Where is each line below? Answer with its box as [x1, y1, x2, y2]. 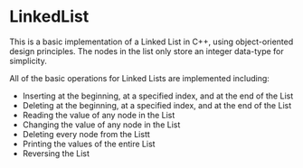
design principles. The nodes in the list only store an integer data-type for [9, 45, 285, 56]
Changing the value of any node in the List [22, 119, 181, 130]
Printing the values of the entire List [22, 138, 156, 149]
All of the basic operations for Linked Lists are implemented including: [9, 72, 270, 83]
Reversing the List [22, 147, 90, 159]
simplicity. [9, 55, 47, 66]
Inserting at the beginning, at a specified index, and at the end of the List [22, 90, 294, 101]
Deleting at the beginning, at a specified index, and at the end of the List [22, 99, 292, 110]
